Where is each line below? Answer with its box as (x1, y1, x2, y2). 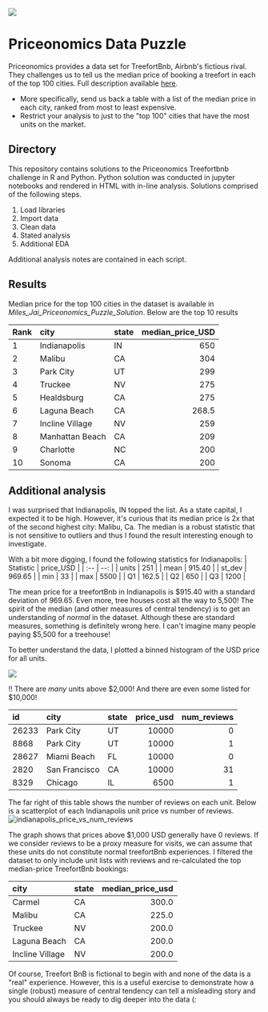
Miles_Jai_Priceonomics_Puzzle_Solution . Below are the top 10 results (8, 307, 238, 317)
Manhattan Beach (39, 430, 106, 442)
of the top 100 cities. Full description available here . (8, 78, 178, 88)
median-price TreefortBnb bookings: (8, 864, 129, 874)
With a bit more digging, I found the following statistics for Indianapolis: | (8, 554, 247, 564)
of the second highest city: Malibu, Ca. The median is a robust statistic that (8, 522, 256, 532)
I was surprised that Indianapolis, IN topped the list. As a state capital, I (8, 505, 242, 515)
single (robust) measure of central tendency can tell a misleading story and (8, 986, 256, 996)
